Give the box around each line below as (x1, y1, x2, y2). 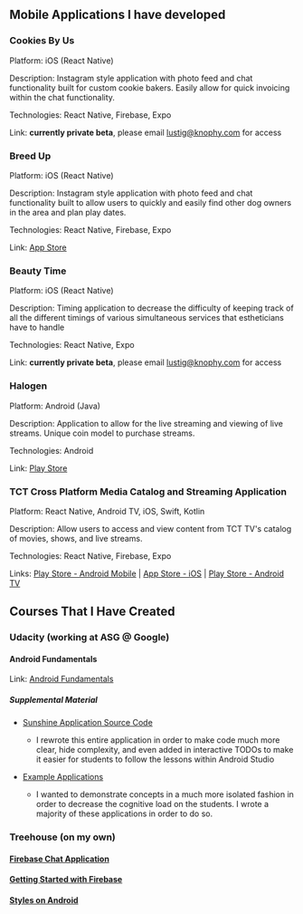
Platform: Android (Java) (9, 400, 101, 411)
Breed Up (9, 149, 52, 162)
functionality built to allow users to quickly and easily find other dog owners (9, 197, 292, 207)
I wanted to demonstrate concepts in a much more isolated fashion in (35, 789, 294, 800)
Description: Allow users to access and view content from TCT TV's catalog (9, 523, 292, 534)
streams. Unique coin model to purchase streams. (9, 428, 195, 438)
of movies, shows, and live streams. (9, 533, 143, 544)
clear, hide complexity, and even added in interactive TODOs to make (35, 745, 294, 755)
